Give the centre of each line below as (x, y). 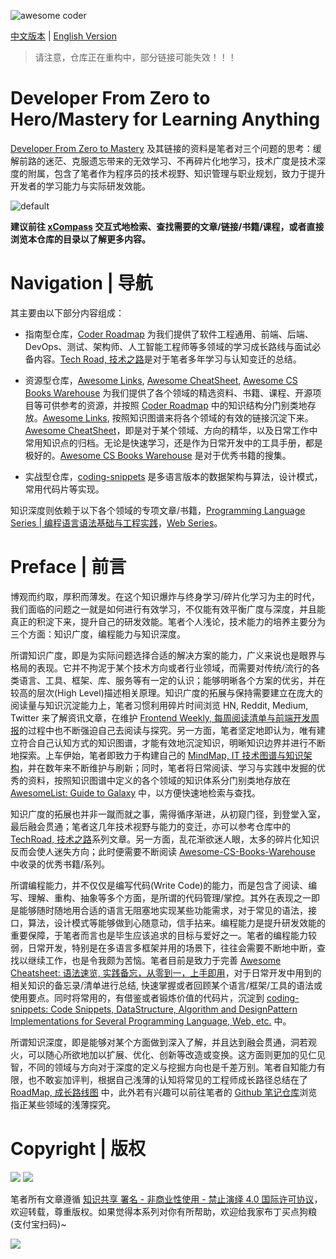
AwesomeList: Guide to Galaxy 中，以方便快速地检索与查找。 (136, 792)
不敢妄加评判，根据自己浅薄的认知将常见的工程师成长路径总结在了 (172, 1079)
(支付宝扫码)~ (38, 1224)
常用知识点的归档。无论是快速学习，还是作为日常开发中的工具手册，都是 (173, 442)
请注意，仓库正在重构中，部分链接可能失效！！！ (135, 57)
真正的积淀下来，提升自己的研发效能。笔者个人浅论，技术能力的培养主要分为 (168, 621)
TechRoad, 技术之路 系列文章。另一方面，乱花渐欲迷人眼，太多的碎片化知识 (165, 839)
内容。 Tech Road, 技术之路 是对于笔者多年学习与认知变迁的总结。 (167, 359)
